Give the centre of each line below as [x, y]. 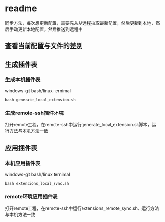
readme [21, 9]
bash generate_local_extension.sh [41, 100]
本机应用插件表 [23, 163]
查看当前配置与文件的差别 [44, 46]
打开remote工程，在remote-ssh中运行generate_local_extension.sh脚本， [79, 125]
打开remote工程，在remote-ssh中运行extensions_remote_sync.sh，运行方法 [82, 208]
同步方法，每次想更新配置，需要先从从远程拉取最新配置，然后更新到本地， [80, 23]
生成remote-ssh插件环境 [34, 113]
